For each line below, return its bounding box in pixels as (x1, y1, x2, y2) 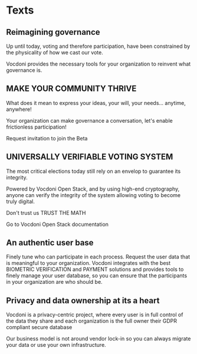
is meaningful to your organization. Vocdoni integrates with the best (6, 260, 171, 267)
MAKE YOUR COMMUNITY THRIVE (6, 84, 137, 94)
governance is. (6, 67, 42, 74)
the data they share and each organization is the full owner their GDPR (6, 317, 177, 324)
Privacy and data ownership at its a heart (6, 296, 160, 306)
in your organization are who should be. (6, 278, 103, 286)
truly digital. (6, 198, 35, 205)
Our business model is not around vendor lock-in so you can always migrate (6, 335, 191, 342)
